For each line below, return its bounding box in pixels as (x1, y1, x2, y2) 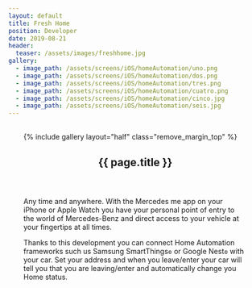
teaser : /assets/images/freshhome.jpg (15, 49, 147, 57)
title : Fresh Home (8, 19, 70, 27)
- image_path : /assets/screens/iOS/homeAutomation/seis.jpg (15, 102, 221, 110)
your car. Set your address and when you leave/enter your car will (23, 255, 242, 265)
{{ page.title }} (97, 155, 173, 169)
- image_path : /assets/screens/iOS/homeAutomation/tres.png (15, 79, 221, 87)
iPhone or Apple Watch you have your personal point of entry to (23, 205, 235, 215)
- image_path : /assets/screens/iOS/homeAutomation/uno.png (15, 65, 218, 73)
